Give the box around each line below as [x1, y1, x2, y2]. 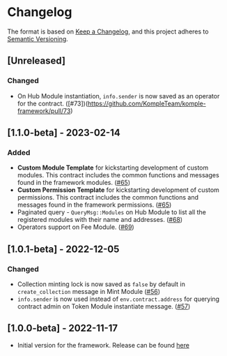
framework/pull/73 [17, 106, 71, 115]
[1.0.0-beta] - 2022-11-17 [7, 322, 118, 334]
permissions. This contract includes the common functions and [17, 193, 199, 202]
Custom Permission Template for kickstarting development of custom [17, 186, 219, 194]
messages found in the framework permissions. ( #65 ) [17, 200, 172, 209]
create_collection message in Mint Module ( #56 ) [17, 288, 161, 295]
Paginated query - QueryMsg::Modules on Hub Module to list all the [17, 208, 207, 216]
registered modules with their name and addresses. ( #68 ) [17, 216, 183, 224]
